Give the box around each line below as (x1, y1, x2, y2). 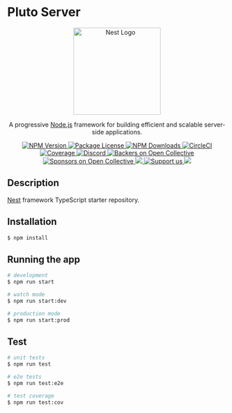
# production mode (7, 310, 61, 317)
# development (7, 272, 49, 279)
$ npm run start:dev (7, 297, 68, 304)
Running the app (7, 254, 80, 265)
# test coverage (7, 392, 54, 399)
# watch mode (7, 291, 45, 298)
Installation (7, 216, 57, 228)
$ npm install (7, 234, 49, 241)
